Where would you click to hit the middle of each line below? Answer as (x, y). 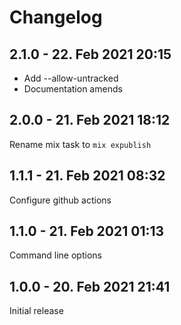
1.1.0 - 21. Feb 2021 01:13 (87, 231)
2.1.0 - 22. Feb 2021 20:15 (90, 54)
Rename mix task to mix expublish (80, 144)
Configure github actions (60, 200)
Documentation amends (73, 89)
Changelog (56, 17)
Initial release (36, 311)
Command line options (55, 255)
